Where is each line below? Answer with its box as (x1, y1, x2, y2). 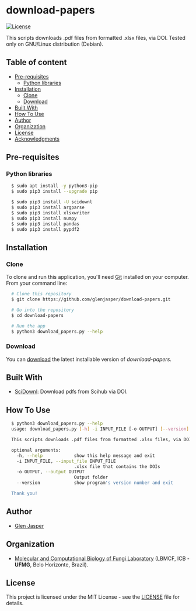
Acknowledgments (14, 135, 60, 142)
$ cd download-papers (11, 312, 64, 318)
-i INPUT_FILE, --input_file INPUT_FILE (16, 458, 116, 464)
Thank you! (11, 490, 38, 497)
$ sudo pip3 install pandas (11, 221, 80, 227)
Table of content (6, 57, 67, 67)
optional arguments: (11, 447, 61, 453)
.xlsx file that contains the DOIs (73, 463, 160, 469)
